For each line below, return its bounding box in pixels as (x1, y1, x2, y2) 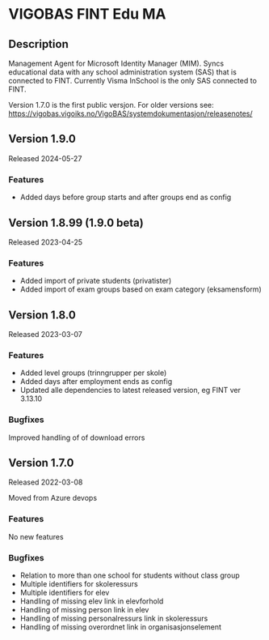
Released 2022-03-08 (8, 477, 83, 487)
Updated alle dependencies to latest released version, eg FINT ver (19, 386, 241, 395)
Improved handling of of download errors (8, 433, 145, 442)
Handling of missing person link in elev (19, 605, 149, 615)
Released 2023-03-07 (8, 330, 82, 339)
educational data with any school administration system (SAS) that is (8, 67, 237, 77)
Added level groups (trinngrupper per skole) (19, 368, 167, 378)
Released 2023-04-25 (8, 237, 83, 247)
